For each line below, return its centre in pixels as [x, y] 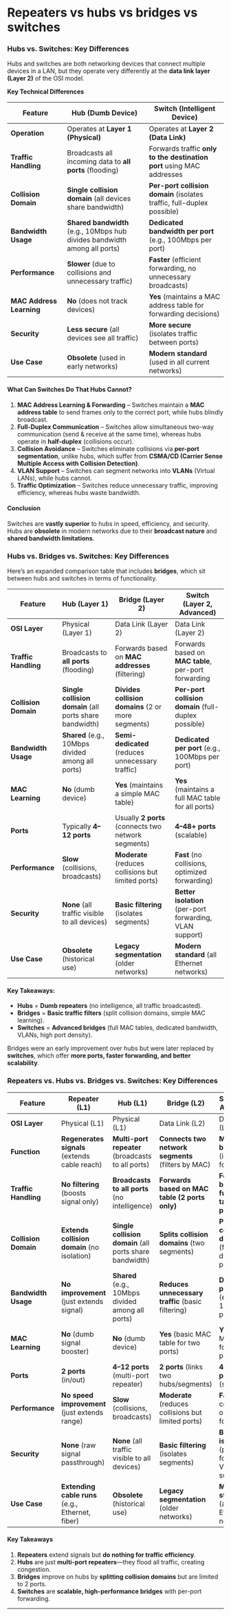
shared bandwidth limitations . [51, 538]
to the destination [178, 158]
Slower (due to [91, 264]
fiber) [70, 1521]
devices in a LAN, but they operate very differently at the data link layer [109, 71]
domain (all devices [99, 199]
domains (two [182, 1243]
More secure [170, 325]
